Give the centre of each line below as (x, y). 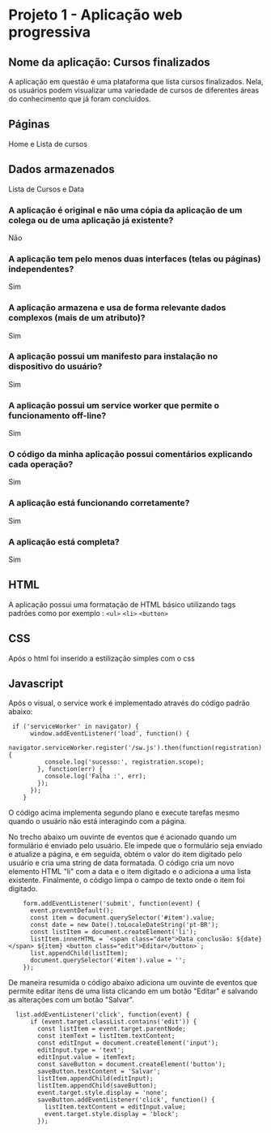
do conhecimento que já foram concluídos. (80, 99)
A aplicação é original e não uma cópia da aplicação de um (125, 210)
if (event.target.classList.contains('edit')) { (113, 1022)
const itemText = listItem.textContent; (106, 1036)
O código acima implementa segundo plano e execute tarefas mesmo (124, 812)
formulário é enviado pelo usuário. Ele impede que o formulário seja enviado (135, 846)
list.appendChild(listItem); (79, 954)
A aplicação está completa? (64, 541)
